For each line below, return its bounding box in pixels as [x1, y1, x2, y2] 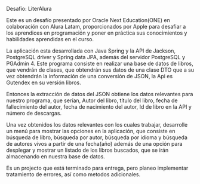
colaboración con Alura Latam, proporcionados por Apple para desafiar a [6, 23, 186, 30]
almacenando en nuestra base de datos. [6, 153, 106, 160]
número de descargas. [6, 110, 62, 116]
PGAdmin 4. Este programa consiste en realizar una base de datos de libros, [6, 60, 193, 67]
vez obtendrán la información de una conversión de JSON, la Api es [6, 73, 173, 79]
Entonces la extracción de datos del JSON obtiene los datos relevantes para [6, 91, 193, 97]
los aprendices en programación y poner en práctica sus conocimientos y [6, 29, 187, 36]
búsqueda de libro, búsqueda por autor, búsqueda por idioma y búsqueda [6, 134, 188, 141]
